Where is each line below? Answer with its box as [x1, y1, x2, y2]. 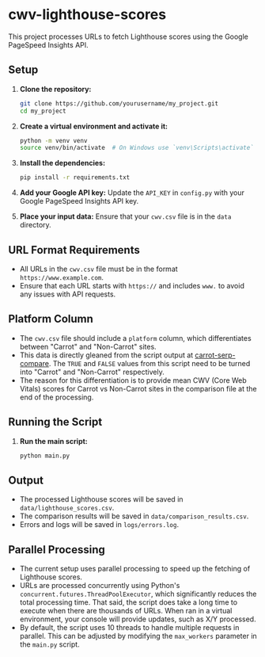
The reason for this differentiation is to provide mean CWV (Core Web [19, 375, 247, 385]
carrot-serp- [195, 350, 236, 360]
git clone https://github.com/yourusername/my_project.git [19, 99, 219, 108]
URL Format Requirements [8, 243, 140, 257]
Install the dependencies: [19, 159, 105, 168]
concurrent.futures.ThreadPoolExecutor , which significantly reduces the [19, 589, 257, 599]
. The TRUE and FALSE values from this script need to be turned [48, 358, 251, 368]
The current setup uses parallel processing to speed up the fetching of [19, 564, 251, 574]
